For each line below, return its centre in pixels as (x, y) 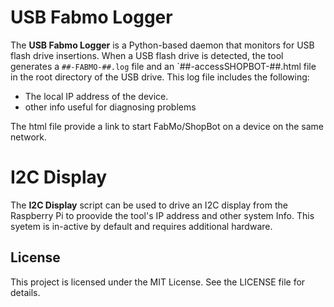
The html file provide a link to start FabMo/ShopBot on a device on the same (167, 126)
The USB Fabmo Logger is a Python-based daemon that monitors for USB (162, 45)
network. (29, 137)
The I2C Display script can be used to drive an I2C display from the (149, 205)
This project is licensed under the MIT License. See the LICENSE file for (158, 282)
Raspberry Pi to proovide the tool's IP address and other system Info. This (162, 215)
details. (25, 292)
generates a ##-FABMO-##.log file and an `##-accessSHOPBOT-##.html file (163, 66)
